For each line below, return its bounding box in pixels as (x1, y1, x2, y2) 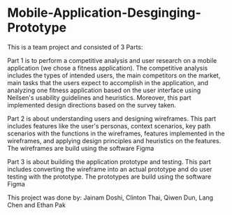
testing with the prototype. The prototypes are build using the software (7, 172, 212, 181)
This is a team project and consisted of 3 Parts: (7, 43, 143, 51)
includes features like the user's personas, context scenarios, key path (7, 121, 211, 130)
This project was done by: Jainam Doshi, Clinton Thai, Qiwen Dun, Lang (7, 193, 214, 202)
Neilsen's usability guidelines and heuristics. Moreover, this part (7, 93, 191, 102)
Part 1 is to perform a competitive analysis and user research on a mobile (7, 56, 217, 64)
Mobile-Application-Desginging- (7, 5, 201, 21)
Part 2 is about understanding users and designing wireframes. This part (7, 114, 217, 123)
